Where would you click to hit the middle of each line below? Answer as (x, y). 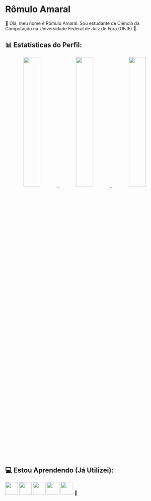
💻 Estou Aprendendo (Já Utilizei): (60, 470)
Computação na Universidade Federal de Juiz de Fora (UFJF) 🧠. (71, 28)
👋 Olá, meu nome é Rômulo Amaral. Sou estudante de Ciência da (72, 23)
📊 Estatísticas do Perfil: (44, 45)
